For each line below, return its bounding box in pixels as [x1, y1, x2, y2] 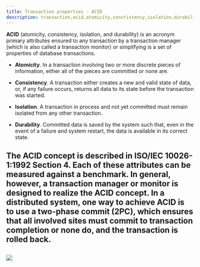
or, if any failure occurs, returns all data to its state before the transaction [14, 85, 194, 92]
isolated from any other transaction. [14, 109, 103, 117]
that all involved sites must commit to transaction [6, 215, 193, 226]
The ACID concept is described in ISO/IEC [6, 150, 164, 161]
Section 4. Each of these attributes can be [32, 160, 191, 170]
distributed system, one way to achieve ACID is [6, 197, 185, 207]
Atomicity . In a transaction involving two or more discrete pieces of [14, 61, 181, 68]
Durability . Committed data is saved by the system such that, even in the [14, 121, 194, 128]
